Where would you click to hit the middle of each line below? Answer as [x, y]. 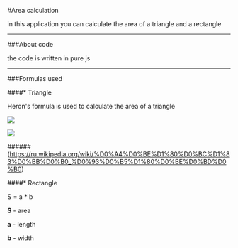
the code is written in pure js [49, 58]
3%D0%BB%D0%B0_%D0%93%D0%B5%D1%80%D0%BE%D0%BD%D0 [117, 162]
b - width [21, 238]
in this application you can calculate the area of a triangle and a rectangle [114, 24]
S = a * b [20, 197]
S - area [19, 210]
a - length [22, 224]
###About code [30, 44]
